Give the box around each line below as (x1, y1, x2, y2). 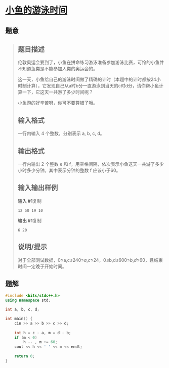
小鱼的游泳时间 (5, 5, 68, 16)
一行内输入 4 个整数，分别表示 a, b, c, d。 (17, 130, 105, 136)
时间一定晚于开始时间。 (17, 263, 67, 269)
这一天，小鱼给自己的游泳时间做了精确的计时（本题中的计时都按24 (17, 76, 157, 82)
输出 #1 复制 (17, 217, 42, 223)
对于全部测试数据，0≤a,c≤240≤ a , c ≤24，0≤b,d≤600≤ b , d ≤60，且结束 (17, 257, 163, 263)
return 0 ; (14, 354, 35, 359)
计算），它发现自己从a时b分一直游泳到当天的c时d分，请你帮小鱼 (26, 83, 159, 89)
